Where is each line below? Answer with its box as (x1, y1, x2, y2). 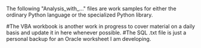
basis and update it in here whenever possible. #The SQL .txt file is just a (6, 29, 187, 36)
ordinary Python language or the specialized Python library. (6, 11, 153, 18)
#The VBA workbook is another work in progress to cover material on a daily (6, 23, 195, 30)
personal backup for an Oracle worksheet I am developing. (6, 36, 151, 42)
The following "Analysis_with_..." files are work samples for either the (6, 5, 177, 12)
